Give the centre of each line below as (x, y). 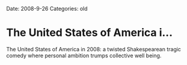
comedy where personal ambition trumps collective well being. (84, 55)
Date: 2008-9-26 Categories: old (47, 9)
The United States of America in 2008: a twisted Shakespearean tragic (94, 49)
